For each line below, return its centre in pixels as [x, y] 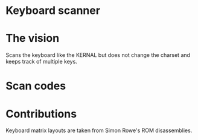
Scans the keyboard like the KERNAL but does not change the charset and [98, 55]
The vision [33, 38]
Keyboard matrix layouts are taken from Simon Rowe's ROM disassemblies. [99, 130]
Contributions [41, 114]
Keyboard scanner [53, 11]
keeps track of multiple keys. [42, 62]
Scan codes [36, 86]
